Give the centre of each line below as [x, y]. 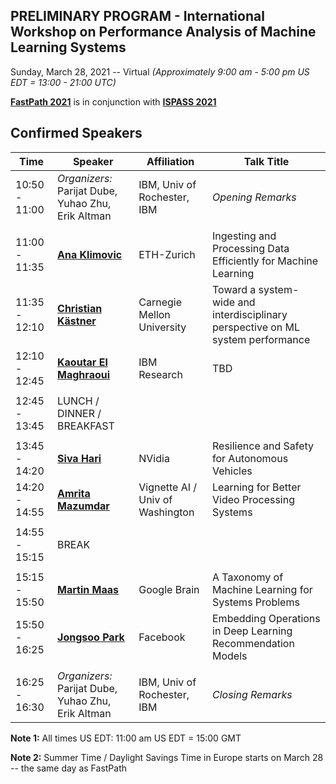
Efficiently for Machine [265, 261]
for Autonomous [250, 458]
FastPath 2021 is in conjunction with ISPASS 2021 [113, 101]
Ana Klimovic [90, 254]
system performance [261, 339]
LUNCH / [78, 401]
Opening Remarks [254, 197]
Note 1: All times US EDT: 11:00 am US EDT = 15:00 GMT [126, 738]
